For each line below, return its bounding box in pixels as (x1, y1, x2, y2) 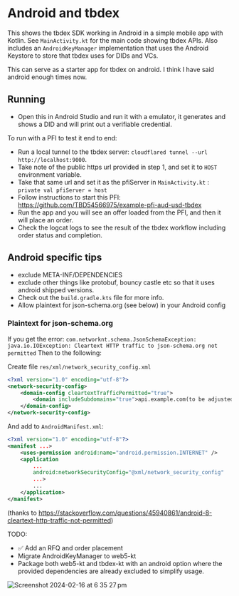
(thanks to (7, 508, 37, 517)
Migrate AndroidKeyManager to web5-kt (17, 551, 137, 560)
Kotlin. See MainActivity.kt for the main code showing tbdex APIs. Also (7, 36, 218, 44)
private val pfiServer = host (17, 187, 108, 194)
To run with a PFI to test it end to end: (7, 133, 117, 142)
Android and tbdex (7, 5, 119, 21)
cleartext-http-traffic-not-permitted (7, 515, 112, 525)
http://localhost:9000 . (17, 155, 87, 163)
